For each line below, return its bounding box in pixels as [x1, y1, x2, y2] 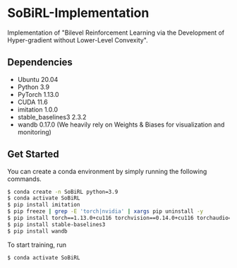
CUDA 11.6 [17, 98, 48, 106]
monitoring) [17, 127, 51, 136]
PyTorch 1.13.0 [17, 90, 59, 98]
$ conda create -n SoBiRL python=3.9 [7, 188, 119, 195]
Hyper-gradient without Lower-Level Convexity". [7, 35, 148, 44]
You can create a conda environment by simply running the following [7, 167, 207, 175]
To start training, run [7, 240, 67, 249]
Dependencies [7, 57, 73, 69]
